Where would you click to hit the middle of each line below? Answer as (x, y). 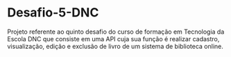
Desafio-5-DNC (53, 13)
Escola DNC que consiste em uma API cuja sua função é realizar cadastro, (113, 38)
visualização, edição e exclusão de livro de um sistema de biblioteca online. (115, 46)
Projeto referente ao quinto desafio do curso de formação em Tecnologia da (116, 32)
